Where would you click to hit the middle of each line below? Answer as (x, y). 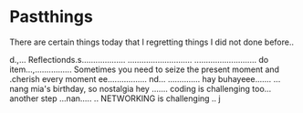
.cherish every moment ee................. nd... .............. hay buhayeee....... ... (145, 78)
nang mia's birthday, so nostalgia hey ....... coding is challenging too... (141, 88)
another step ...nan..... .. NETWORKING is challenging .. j (115, 98)
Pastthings (51, 17)
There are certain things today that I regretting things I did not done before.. (152, 42)
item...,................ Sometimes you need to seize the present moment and (145, 69)
